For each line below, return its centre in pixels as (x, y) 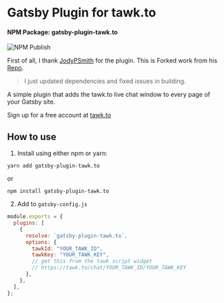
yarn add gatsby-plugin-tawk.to (53, 166)
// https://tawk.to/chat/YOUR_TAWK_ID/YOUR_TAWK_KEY (109, 268)
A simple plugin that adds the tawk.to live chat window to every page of (109, 95)
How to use (32, 136)
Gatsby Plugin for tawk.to (82, 13)
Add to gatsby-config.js (52, 204)
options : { (41, 242)
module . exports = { (35, 217)
